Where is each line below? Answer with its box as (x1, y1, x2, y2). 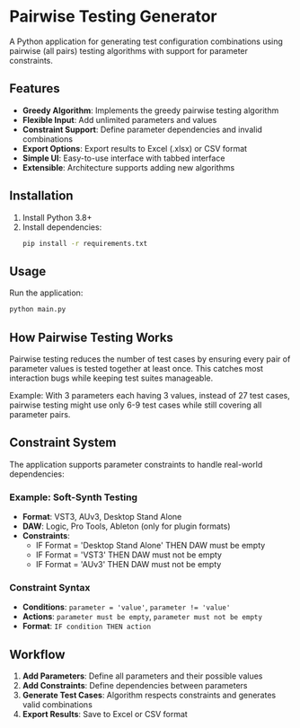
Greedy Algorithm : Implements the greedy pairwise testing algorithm (22, 105, 279, 116)
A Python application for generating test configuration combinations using (9, 36, 283, 47)
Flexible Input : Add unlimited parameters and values (22, 114, 217, 125)
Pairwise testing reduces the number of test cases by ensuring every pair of (9, 353, 291, 364)
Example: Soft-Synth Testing (9, 491, 137, 504)
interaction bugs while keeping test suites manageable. (9, 373, 214, 383)
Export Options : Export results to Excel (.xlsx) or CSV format (22, 143, 248, 153)
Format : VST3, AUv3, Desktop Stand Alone (22, 512, 182, 522)
